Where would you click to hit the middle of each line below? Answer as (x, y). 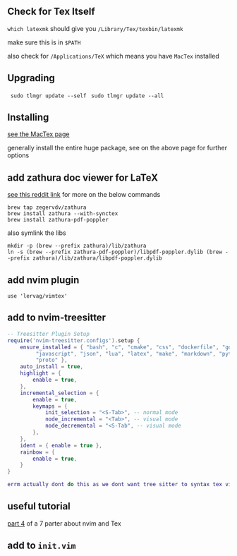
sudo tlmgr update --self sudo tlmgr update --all (87, 96)
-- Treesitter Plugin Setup (49, 334)
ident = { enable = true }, (61, 445)
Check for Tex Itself (51, 12)
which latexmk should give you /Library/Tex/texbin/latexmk (95, 28)
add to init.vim (42, 546)
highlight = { (41, 373)
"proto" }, (52, 360)
